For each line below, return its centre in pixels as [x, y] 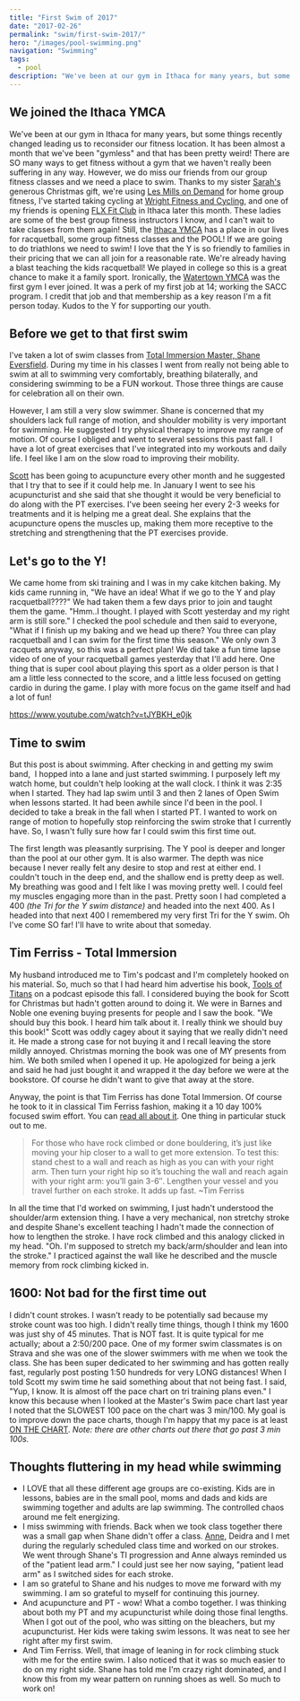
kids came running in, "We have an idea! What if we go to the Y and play [142, 592]
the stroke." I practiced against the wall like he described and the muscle [143, 1255]
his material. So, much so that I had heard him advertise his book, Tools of [146, 984]
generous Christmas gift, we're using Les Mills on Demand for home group [147, 191]
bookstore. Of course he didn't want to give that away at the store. [132, 1079]
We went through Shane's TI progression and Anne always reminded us [154, 1555]
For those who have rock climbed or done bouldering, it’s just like [151, 1143]
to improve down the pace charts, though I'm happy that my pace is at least [149, 1419]
